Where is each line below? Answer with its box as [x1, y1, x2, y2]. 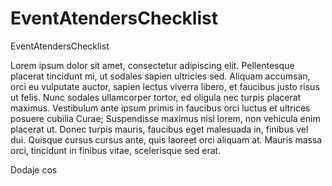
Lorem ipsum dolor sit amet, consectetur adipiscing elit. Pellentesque [10, 59, 295, 71]
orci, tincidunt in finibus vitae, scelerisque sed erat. [10, 144, 222, 156]
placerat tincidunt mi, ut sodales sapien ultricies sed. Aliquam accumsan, [10, 70, 311, 82]
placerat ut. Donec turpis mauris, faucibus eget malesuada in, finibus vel [10, 123, 309, 135]
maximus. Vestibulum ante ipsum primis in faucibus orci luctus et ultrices [10, 102, 311, 114]
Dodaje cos [10, 163, 58, 176]
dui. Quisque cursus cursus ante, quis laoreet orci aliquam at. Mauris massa [10, 133, 323, 146]
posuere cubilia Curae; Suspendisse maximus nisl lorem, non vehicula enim [10, 112, 321, 124]
